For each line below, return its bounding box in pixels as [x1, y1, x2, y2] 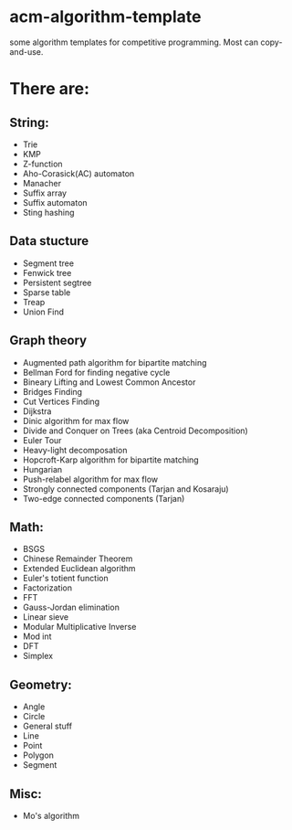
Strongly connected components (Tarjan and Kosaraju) [22, 483, 230, 495]
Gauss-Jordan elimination [22, 601, 120, 613]
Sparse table [22, 286, 71, 298]
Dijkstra [22, 405, 52, 417]
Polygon [22, 750, 55, 761]
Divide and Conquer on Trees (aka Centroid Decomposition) [22, 425, 248, 436]
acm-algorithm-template [9, 6, 202, 27]
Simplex [22, 651, 53, 662]
